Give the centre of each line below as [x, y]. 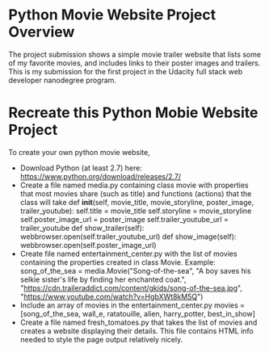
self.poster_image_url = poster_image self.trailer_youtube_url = [124, 219]
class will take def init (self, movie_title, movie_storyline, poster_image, [137, 202]
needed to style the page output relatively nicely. [101, 339]
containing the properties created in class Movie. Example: [118, 262]
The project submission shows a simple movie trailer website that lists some [134, 54]
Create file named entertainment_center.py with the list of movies [128, 254]
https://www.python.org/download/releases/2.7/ [101, 176]
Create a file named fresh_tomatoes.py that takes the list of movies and [139, 322]
